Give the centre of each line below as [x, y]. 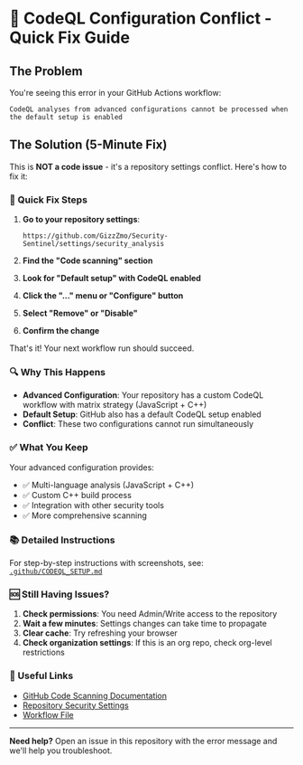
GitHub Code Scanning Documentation [95, 695]
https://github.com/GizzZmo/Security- [95, 236]
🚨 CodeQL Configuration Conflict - [141, 19]
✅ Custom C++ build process [77, 495]
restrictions [43, 652]
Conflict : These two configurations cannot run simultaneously [138, 424]
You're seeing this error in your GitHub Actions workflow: [115, 93]
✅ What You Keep [49, 448]
